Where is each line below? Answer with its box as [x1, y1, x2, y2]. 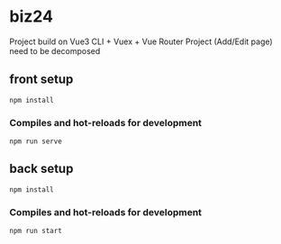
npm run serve [9, 137, 63, 146]
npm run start [9, 227, 63, 236]
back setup [9, 161, 74, 176]
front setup [9, 72, 74, 87]
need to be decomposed [9, 45, 101, 56]
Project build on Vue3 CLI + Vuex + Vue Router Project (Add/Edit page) [9, 36, 273, 47]
